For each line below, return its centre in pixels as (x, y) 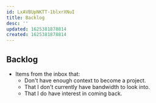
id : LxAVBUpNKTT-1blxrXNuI (41, 12)
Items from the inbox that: (48, 74)
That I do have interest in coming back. (73, 93)
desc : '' (17, 23)
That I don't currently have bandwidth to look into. (87, 87)
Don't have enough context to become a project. (85, 80)
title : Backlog (26, 18)
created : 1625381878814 (37, 35)
